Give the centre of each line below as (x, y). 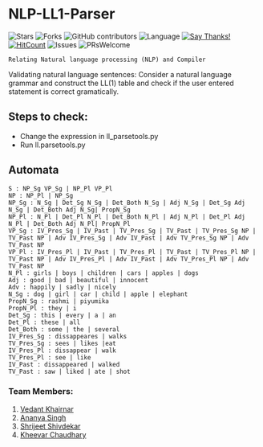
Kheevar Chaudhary (53, 434)
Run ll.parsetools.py (53, 145)
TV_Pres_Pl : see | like (50, 357)
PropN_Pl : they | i (43, 308)
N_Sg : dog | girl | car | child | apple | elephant (98, 294)
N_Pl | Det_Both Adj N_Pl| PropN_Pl (69, 223)
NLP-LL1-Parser (62, 14)
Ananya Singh (43, 417)
